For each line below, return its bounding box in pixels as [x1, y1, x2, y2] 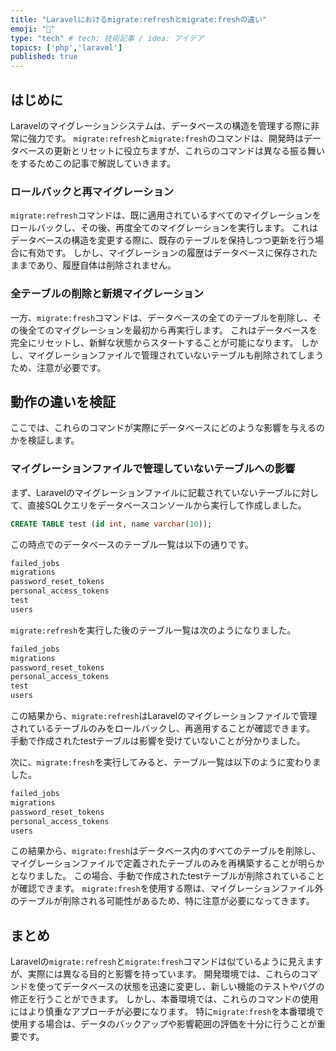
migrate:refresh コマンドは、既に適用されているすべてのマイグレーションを [10, 209, 322, 221]
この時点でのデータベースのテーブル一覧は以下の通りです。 [10, 538, 255, 550]
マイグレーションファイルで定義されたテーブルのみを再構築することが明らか [10, 857, 325, 870]
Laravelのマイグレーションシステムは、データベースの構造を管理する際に [10, 119, 312, 131]
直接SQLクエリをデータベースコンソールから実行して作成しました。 [27, 499, 307, 511]
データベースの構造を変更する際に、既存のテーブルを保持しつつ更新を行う [10, 234, 316, 246]
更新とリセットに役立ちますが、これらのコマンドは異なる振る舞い [53, 144, 326, 156]
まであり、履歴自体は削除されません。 [18, 259, 177, 271]
